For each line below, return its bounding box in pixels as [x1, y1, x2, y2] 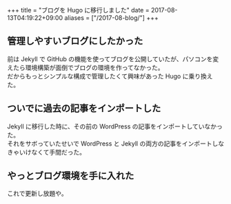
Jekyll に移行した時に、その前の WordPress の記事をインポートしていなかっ [7, 122, 223, 131]
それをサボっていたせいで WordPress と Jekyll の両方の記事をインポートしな [7, 139, 225, 148]
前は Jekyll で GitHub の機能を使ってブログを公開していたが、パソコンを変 [7, 54, 219, 63]
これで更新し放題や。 [7, 190, 68, 198]
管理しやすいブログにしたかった [7, 35, 143, 47]
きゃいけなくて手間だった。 [7, 148, 86, 156]
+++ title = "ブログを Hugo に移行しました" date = [7, 6, 150, 14]
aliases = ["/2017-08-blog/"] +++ [64, 14, 159, 22]
